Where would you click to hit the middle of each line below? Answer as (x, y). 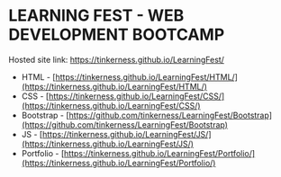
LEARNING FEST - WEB (96, 16)
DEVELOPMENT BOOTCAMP (117, 35)
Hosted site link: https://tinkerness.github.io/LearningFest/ (116, 59)
